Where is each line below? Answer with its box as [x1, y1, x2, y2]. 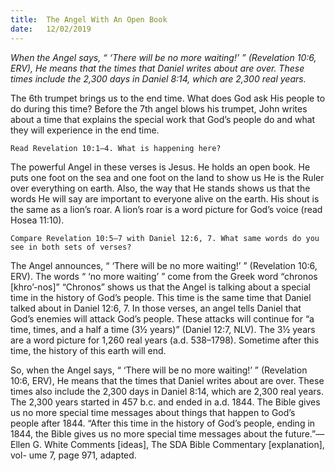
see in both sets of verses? [10, 242, 132, 252]
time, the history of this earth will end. [10, 344, 167, 356]
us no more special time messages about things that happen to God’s [10, 406, 296, 418]
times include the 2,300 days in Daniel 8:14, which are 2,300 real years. [10, 72, 307, 85]
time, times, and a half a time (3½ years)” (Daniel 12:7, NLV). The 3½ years [10, 323, 316, 335]
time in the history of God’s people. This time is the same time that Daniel [10, 291, 312, 303]
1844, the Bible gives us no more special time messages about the [10, 427, 283, 440]
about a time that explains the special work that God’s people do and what [10, 113, 316, 125]
